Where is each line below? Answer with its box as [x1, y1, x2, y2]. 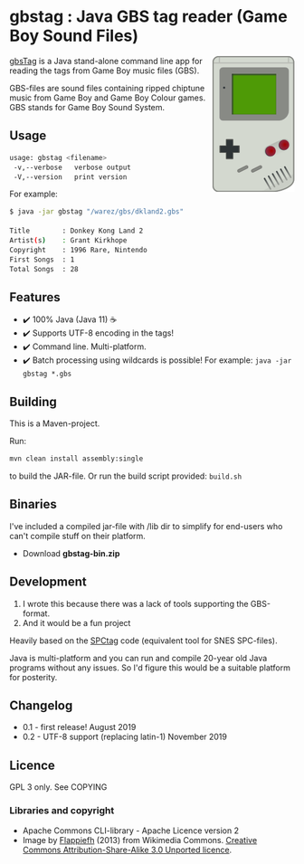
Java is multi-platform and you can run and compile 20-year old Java [9, 652, 268, 663]
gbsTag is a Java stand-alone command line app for [9, 55, 203, 66]
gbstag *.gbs [22, 369, 72, 379]
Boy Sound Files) [9, 25, 138, 46]
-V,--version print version [13, 172, 128, 182]
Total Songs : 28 [9, 264, 79, 273]
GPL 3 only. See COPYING [9, 782, 108, 793]
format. [22, 608, 51, 619]
